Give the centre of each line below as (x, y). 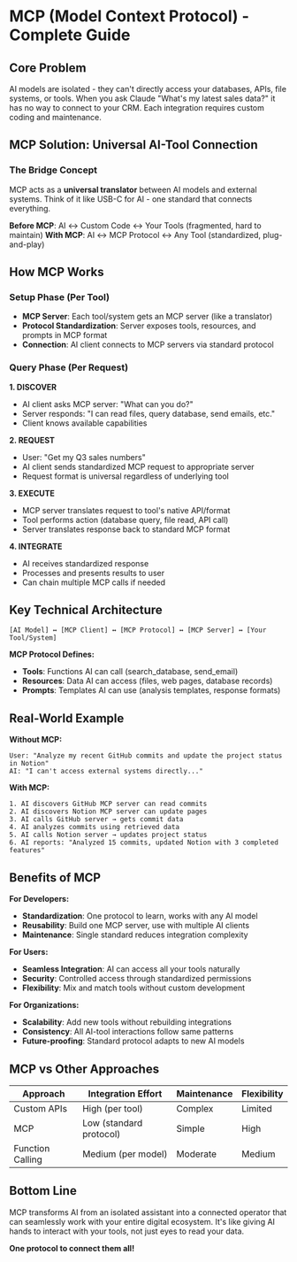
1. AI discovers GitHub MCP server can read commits (108, 804)
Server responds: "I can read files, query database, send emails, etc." (148, 413)
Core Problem (48, 68)
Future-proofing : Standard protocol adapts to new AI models (133, 1041)
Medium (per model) (125, 1154)
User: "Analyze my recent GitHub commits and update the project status (146, 756)
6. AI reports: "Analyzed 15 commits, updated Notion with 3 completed (144, 843)
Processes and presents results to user (93, 573)
